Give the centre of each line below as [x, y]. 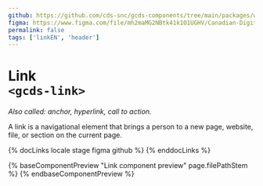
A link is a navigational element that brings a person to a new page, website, [131, 127]
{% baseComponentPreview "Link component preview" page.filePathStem [128, 166]
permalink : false [36, 30]
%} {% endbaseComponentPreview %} [71, 174]
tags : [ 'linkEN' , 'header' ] [54, 37]
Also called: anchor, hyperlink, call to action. [80, 111]
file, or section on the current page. [65, 135]
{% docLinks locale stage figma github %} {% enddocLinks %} [110, 151]
